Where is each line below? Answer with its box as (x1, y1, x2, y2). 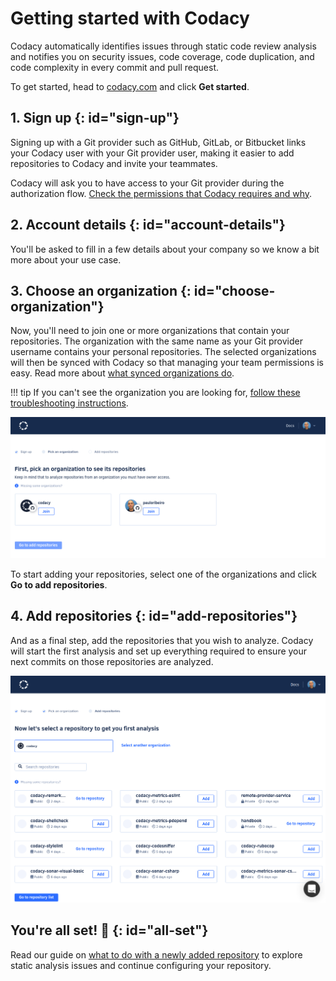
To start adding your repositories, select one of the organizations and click (10, 568, 318, 580)
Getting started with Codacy (10, 7, 250, 30)
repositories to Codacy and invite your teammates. (10, 157, 218, 169)
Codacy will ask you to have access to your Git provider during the (10, 177, 285, 189)
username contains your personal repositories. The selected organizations (10, 346, 317, 358)
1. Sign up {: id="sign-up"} (10, 110, 180, 127)
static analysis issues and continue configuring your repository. (10, 959, 272, 971)
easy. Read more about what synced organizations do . (10, 367, 235, 379)
